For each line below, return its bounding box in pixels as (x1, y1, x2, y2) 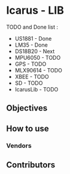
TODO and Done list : (6, 23, 59, 30)
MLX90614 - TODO (14, 66, 63, 74)
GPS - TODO (14, 60, 47, 68)
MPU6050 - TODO (14, 54, 61, 61)
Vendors (6, 141, 32, 149)
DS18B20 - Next (14, 47, 55, 54)
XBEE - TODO (14, 73, 49, 80)
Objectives (6, 103, 48, 114)
